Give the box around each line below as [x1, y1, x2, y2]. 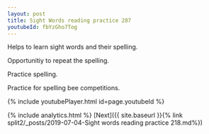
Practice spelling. [7, 70, 58, 78]
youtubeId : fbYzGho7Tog [7, 23, 78, 30]
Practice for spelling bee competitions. [7, 84, 120, 92]
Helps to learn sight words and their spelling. [7, 43, 138, 51]
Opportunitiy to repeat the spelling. [7, 56, 110, 65]
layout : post [7, 10, 46, 18]
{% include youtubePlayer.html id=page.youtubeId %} [7, 97, 165, 106]
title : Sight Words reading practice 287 [7, 17, 132, 24]
